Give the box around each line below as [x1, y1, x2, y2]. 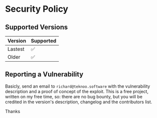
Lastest [7, 46, 25, 52]
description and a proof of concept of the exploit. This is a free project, [5, 88, 149, 94]
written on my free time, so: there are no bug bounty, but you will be [5, 94, 143, 99]
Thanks [5, 108, 21, 114]
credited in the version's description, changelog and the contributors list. [5, 99, 153, 105]
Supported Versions [5, 23, 68, 31]
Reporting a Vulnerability [5, 70, 83, 79]
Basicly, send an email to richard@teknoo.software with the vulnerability [5, 83, 151, 89]
